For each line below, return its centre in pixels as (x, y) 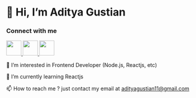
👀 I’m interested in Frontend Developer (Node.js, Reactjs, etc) (82, 65)
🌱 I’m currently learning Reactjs (45, 76)
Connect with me (31, 31)
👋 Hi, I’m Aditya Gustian (66, 12)
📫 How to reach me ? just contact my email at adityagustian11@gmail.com (98, 88)
